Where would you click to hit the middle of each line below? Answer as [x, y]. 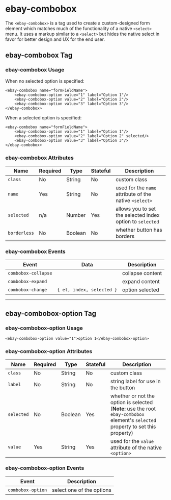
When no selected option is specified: [45, 81]
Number [76, 215]
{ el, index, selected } [87, 290]
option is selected [132, 403]
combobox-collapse [30, 273]
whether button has [139, 230]
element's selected [133, 420]
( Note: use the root [133, 409]
